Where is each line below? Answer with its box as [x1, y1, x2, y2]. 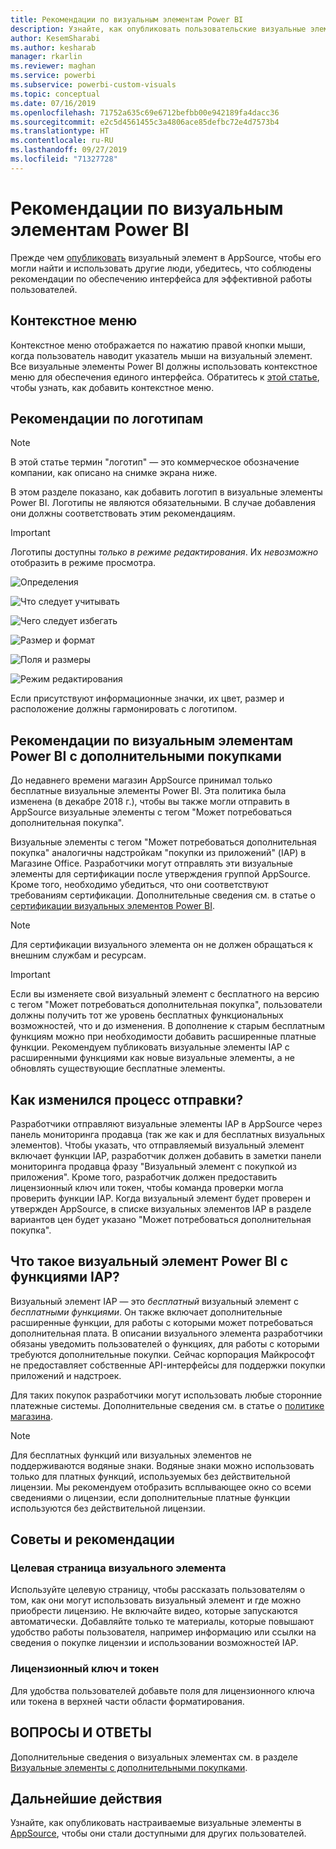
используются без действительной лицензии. [10, 1502, 206, 1514]
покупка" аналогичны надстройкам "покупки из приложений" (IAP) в [10, 847, 307, 859]
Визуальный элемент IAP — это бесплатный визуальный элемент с [10, 1295, 299, 1307]
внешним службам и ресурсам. [10, 949, 147, 961]
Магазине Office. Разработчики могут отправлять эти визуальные [10, 857, 294, 870]
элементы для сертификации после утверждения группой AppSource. [10, 868, 311, 880]
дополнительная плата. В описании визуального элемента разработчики [10, 1327, 323, 1339]
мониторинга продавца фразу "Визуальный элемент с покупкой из [10, 1160, 297, 1172]
